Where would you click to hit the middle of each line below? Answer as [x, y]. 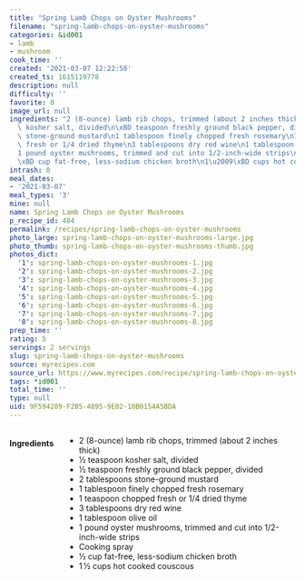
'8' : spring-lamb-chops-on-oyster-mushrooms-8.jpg [115, 322]
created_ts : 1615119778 [54, 77]
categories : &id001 [46, 35]
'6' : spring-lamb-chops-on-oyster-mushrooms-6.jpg [115, 305]
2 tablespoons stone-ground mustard [149, 479]
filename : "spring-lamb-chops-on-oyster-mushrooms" [109, 26]
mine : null [30, 204]
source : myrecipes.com [52, 365]
